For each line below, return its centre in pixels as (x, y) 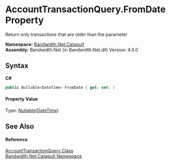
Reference (17, 139)
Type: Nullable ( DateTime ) (32, 110)
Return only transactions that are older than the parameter (66, 34)
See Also (20, 126)
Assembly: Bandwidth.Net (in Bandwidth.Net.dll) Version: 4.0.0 (72, 50)
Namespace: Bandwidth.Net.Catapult (45, 44)
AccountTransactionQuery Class (39, 151)
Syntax (17, 66)
